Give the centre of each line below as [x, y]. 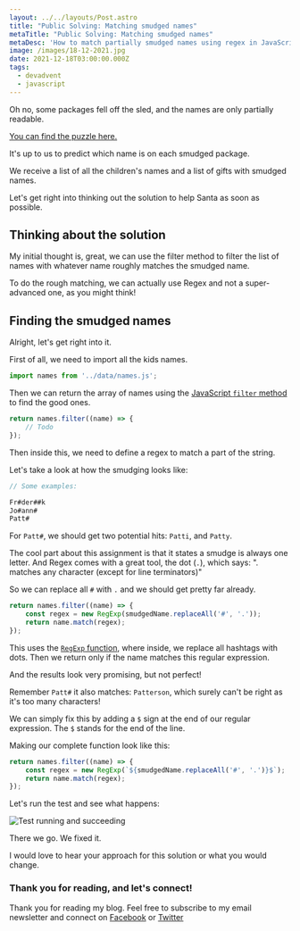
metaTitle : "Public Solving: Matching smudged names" [112, 34]
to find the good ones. [50, 403]
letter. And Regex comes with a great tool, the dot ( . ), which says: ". [134, 562]
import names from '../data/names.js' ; [83, 376]
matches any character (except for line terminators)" [106, 572]
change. [25, 865]
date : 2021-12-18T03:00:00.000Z [69, 59]
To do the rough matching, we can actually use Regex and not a [126, 283]
